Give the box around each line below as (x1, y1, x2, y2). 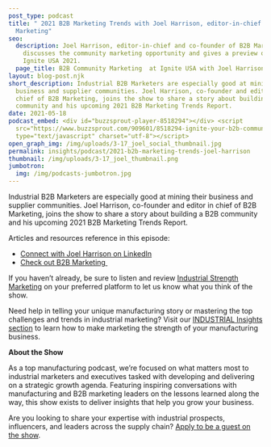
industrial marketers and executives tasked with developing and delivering (8, 372, 256, 381)
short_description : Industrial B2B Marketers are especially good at (8, 79, 248, 87)
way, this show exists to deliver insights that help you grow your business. (8, 398, 254, 407)
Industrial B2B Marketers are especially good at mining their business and (8, 192, 254, 201)
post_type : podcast (8, 11, 74, 20)
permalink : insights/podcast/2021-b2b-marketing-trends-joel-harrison (8, 147, 251, 155)
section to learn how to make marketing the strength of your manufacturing (8, 323, 259, 332)
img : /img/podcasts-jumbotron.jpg (15, 170, 131, 178)
